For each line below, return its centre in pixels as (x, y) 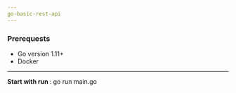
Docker (28, 61)
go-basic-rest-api (34, 14)
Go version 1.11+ (41, 54)
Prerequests (29, 38)
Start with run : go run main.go (52, 81)
